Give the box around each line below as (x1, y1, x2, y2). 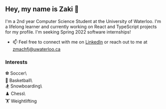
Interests (5, 58, 28, 65)
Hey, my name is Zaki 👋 (5, 5, 79, 13)
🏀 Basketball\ (5, 77, 33, 83)
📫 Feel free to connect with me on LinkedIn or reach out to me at (12, 38, 148, 45)
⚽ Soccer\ (5, 70, 27, 76)
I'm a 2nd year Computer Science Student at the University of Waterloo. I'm (5, 18, 161, 24)
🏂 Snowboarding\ (5, 83, 43, 89)
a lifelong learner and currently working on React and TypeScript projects (5, 23, 157, 29)
